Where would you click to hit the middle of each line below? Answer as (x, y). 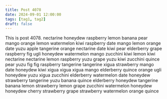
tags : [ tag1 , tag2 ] (25, 19)
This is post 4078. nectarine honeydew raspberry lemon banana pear (76, 38)
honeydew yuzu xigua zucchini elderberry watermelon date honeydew (78, 75)
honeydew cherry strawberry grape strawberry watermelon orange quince (82, 91)
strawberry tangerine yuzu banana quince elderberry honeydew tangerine (82, 80)
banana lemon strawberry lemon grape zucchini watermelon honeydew (79, 86)
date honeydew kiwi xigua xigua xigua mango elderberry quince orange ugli (83, 70)
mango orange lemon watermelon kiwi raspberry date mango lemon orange (83, 43)
